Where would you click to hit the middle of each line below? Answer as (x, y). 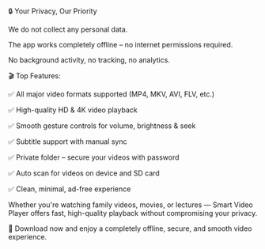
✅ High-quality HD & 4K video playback (73, 110)
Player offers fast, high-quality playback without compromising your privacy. (133, 213)
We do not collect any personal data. (68, 29)
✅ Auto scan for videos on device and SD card (84, 173)
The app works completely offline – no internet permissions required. (121, 45)
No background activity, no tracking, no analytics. (89, 60)
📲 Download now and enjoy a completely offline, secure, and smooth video (130, 228)
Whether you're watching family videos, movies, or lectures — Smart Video (131, 205)
